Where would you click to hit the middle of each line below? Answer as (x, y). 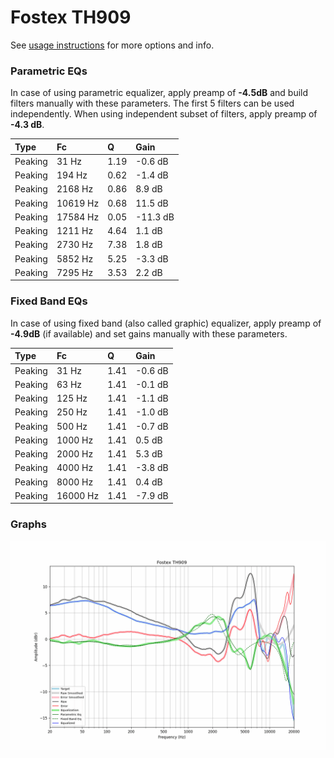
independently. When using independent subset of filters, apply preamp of (164, 114)
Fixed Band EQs (49, 301)
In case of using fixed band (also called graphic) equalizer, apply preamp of (166, 323)
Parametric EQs (49, 71)
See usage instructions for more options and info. (112, 45)
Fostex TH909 (71, 17)
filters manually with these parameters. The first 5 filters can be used (152, 103)
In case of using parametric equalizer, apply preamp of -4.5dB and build (159, 93)
